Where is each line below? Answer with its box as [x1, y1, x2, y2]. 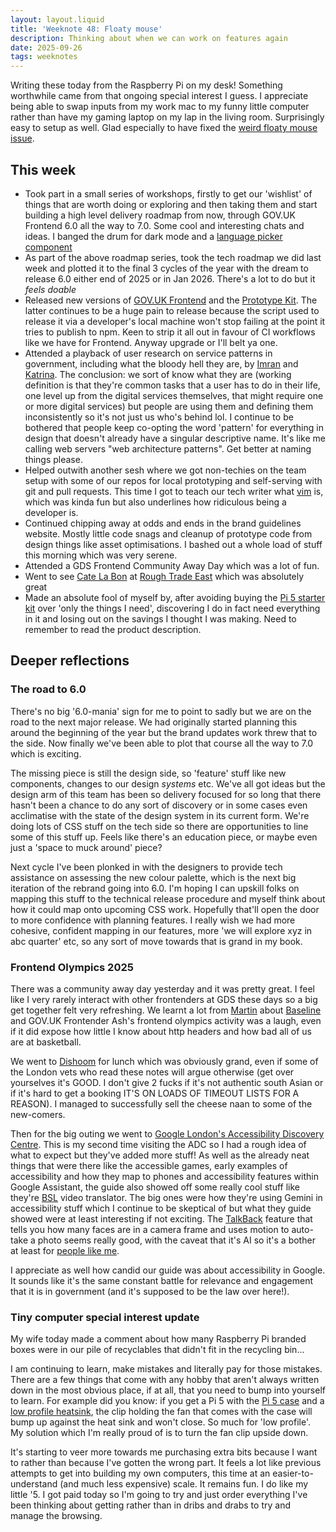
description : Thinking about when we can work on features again [10, 33, 288, 43]
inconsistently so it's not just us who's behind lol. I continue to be [24, 411, 294, 423]
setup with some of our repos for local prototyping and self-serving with [24, 474, 323, 486]
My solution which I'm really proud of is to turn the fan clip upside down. [10, 1427, 309, 1439]
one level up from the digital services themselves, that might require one [24, 389, 324, 401]
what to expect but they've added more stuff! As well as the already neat [10, 1149, 310, 1161]
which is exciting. [10, 747, 82, 760]
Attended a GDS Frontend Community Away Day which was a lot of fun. [24, 559, 320, 571]
